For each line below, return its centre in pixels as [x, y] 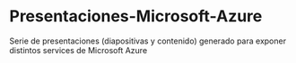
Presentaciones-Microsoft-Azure [136, 16]
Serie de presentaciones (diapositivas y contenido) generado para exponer [148, 41]
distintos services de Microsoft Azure [78, 50]
